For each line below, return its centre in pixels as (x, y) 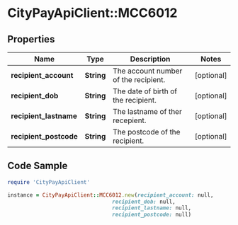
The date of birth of (145, 91)
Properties (31, 39)
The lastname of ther (147, 111)
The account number (148, 71)
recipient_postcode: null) (152, 215)
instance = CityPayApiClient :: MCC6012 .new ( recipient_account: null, (110, 195)
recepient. (130, 120)
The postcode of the (147, 132)
